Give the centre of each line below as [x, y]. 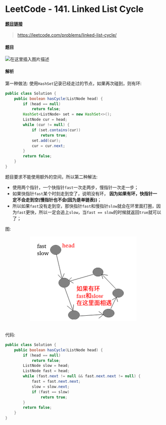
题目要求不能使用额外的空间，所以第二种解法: [52, 177]
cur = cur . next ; [48, 146]
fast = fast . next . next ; [56, 382]
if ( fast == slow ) [51, 392]
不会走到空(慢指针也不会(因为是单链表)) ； [59, 200]
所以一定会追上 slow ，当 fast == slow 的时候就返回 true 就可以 [100, 212]
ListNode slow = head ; [46, 366]
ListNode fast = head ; [46, 371]
